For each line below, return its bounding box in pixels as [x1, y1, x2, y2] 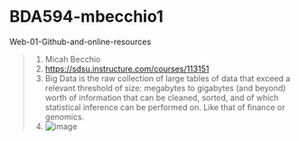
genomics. [44, 111, 85, 122]
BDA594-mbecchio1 [9, 6, 164, 27]
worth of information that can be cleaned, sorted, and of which [44, 92, 279, 103]
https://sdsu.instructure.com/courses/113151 [44, 63, 210, 74]
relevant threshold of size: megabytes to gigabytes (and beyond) [44, 82, 286, 93]
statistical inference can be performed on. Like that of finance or [44, 101, 285, 112]
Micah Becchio [44, 53, 101, 64]
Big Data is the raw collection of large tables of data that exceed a [44, 72, 291, 83]
